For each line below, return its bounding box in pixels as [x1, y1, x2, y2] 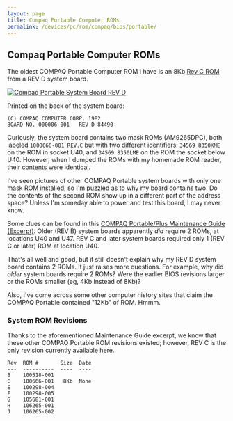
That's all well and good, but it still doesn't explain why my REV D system [7, 255, 217, 264]
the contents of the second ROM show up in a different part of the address [7, 191, 221, 200]
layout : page [7, 10, 45, 17]
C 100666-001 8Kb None [7, 378, 92, 385]
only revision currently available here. [7, 346, 115, 355]
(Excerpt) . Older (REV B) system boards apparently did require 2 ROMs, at [7, 227, 219, 235]
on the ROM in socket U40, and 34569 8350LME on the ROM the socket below [7, 148, 226, 157]
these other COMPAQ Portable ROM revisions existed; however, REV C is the [7, 339, 227, 347]
